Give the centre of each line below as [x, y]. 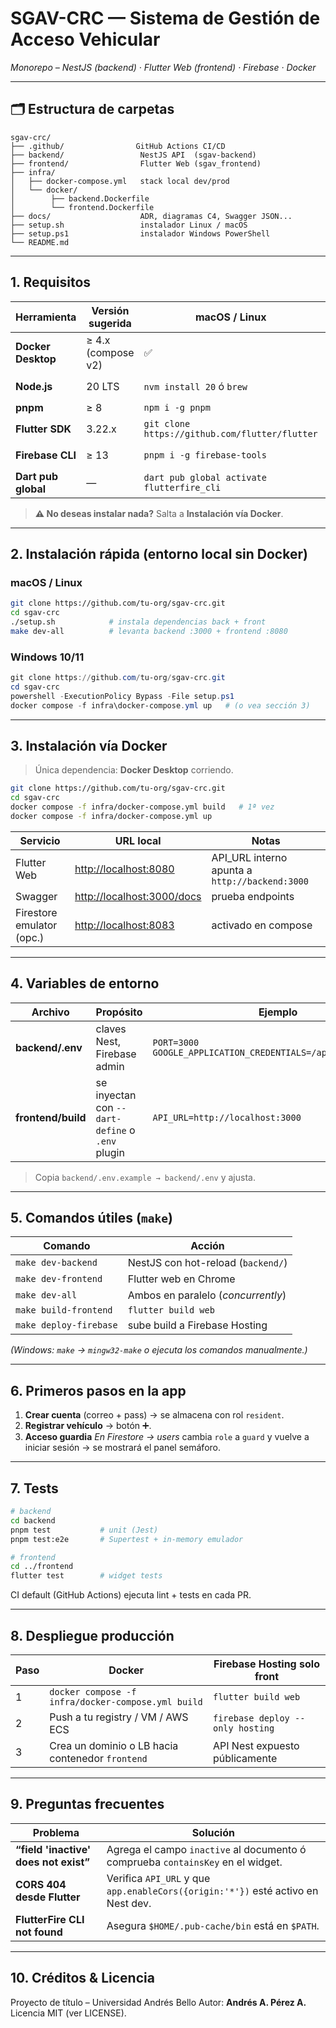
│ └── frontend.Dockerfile [82, 207]
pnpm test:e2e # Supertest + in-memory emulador [127, 1539]
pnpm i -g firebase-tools [205, 455]
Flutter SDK [43, 429]
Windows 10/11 [47, 657]
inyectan [116, 1095]
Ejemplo [278, 1012]
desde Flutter [48, 1897]
